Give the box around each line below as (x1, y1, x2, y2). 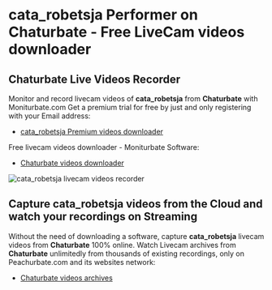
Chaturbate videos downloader (19, 158, 124, 168)
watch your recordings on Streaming (8, 210, 197, 224)
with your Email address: (8, 111, 91, 121)
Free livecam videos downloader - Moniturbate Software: (8, 143, 200, 151)
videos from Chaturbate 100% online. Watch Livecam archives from (8, 240, 237, 249)
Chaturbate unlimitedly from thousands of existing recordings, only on (8, 249, 245, 258)
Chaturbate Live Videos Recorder (8, 72, 181, 86)
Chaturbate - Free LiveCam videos (8, 23, 245, 41)
